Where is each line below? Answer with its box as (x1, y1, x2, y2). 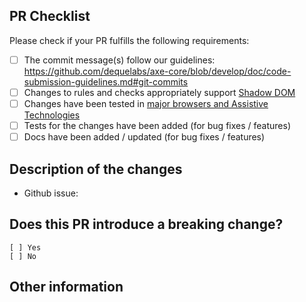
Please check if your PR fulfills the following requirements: (9, 34, 250, 46)
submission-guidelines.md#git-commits (23, 75, 189, 88)
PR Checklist (9, 8, 91, 25)
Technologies (23, 109, 81, 121)
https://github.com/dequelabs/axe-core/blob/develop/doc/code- (23, 65, 292, 77)
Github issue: (23, 187, 79, 199)
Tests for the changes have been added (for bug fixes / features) (23, 120, 291, 131)
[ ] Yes (9, 242, 42, 253)
